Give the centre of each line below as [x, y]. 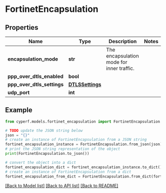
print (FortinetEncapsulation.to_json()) [47, 154]
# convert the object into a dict [41, 162]
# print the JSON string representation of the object [63, 149]
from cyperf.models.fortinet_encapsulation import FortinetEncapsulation [83, 122]
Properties [22, 28]
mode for [117, 62]
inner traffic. [120, 68]
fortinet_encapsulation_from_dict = [43, 176]
